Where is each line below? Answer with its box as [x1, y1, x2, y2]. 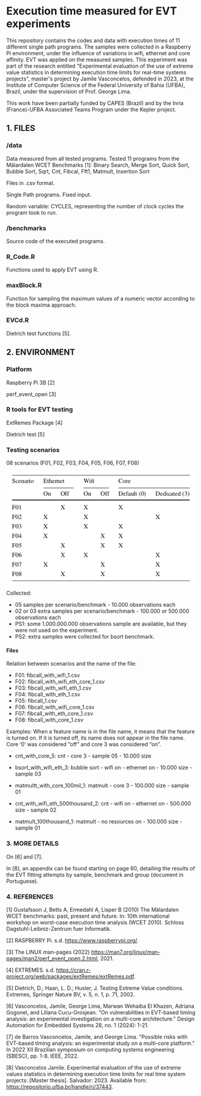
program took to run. [6, 209, 58, 216]
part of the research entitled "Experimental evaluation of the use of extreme [6, 62, 194, 70]
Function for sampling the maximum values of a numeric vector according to [6, 295, 195, 302]
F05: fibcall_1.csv [14, 697, 57, 705]
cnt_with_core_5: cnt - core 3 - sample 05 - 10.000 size [14, 752, 152, 760]
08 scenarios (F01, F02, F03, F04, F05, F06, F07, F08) [6, 459, 140, 466]
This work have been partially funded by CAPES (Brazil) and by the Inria [6, 99, 184, 106]
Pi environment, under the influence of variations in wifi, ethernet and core [6, 49, 190, 56]
